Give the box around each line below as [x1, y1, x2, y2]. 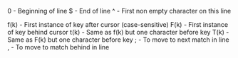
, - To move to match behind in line [7, 43, 110, 51]
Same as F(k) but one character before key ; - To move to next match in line [7, 35, 229, 44]
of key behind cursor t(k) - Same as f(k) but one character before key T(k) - [7, 28, 229, 36]
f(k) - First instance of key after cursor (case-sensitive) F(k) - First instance [7, 21, 229, 28]
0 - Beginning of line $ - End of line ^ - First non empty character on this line [7, 7, 232, 15]
